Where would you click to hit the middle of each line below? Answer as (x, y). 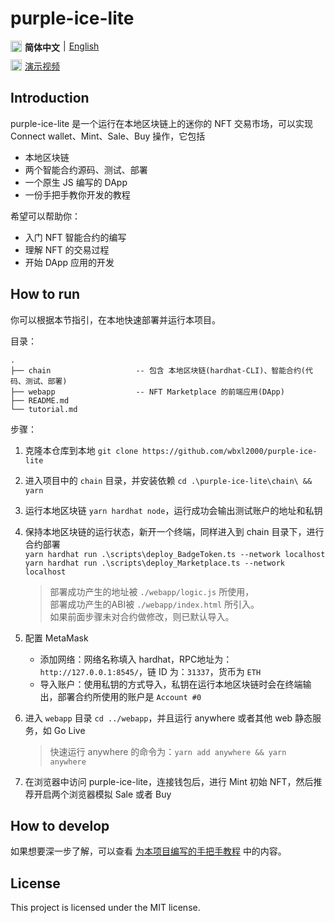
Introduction (50, 98)
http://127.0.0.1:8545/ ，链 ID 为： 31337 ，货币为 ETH (150, 671)
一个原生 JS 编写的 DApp (76, 182)
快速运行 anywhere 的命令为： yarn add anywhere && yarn (168, 751)
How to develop (60, 825)
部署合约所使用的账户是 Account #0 (129, 696)
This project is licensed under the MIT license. (105, 908)
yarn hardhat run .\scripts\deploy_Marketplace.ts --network (155, 563)
